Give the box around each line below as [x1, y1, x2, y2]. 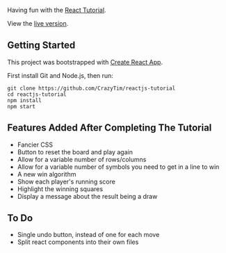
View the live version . [7, 19, 69, 27]
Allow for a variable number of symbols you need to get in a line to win [17, 163, 220, 171]
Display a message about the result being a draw [17, 192, 158, 200]
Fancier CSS [17, 140, 54, 149]
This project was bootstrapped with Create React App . [7, 58, 163, 66]
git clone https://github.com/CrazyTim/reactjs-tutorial [7, 85, 176, 92]
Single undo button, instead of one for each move [17, 231, 160, 239]
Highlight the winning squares [17, 184, 103, 193]
